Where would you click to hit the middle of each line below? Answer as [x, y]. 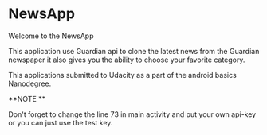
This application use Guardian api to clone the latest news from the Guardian [134, 51]
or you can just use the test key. [61, 122]
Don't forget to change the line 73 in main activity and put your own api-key [132, 114]
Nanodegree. [30, 83]
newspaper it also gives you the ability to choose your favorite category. [127, 60]
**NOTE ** [27, 98]
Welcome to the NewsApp [51, 36]
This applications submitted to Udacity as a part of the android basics [122, 75]
